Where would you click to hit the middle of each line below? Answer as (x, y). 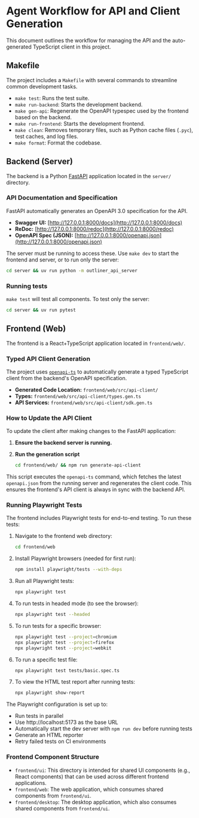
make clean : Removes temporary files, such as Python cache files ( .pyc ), (104, 130)
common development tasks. (42, 86)
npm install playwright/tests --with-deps (68, 570)
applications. (30, 783)
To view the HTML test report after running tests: (75, 682)
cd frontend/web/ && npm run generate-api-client (78, 465)
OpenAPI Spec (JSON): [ (46, 235)
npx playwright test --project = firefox (65, 642)
